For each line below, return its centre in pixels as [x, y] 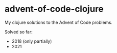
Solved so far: [19, 32]
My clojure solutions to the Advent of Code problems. [58, 22]
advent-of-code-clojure [54, 9]
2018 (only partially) [32, 41]
